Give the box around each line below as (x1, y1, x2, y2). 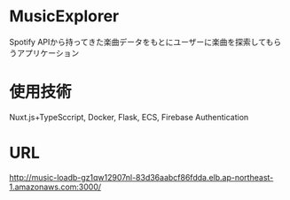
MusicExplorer (9, 6, 120, 27)
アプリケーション (16, 47, 80, 58)
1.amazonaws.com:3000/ (9, 181, 102, 192)
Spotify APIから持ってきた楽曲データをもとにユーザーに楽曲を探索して (9, 36, 266, 47)
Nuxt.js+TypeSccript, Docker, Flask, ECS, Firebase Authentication (9, 112, 249, 122)
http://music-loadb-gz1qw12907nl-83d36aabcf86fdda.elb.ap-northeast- (9, 172, 274, 182)
